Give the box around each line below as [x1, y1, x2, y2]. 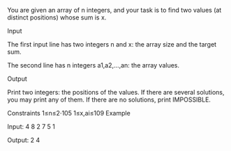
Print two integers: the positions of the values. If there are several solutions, [7, 88, 225, 96]
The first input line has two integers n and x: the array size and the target [7, 40, 217, 48]
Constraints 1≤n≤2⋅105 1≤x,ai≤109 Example [7, 109, 131, 117]
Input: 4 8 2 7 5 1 [7, 122, 56, 131]
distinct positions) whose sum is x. [7, 13, 107, 22]
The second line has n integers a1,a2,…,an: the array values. [7, 61, 180, 69]
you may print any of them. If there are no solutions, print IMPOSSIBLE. [7, 95, 211, 104]
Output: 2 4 [7, 136, 40, 144]
